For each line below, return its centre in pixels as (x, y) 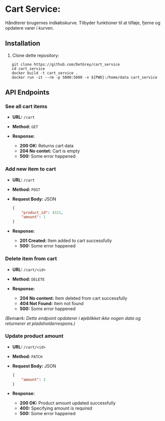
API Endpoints (27, 92)
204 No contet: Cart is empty (50, 151)
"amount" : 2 (33, 380)
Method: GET (25, 127)
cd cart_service (28, 69)
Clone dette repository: (36, 55)
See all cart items (26, 106)
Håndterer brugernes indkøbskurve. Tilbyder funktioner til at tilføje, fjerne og (83, 23)
